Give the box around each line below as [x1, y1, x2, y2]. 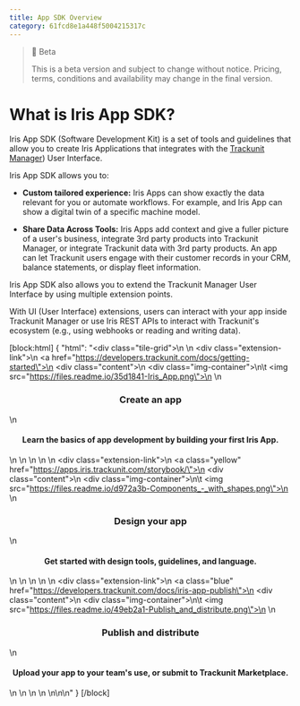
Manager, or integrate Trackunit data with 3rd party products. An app [21, 243, 278, 254]
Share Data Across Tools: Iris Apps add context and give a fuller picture [21, 224, 289, 235]
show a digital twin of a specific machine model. [21, 207, 201, 218]
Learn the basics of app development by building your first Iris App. [21, 435, 279, 445]
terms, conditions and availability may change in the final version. [30, 73, 273, 83]
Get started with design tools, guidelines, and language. [44, 555, 257, 566]
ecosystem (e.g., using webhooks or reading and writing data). [9, 325, 241, 336]
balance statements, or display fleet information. [21, 262, 201, 273]
